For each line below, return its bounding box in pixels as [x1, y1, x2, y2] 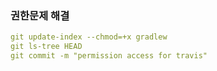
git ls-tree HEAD [10, 42, 83, 52]
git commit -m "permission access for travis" [10, 51, 208, 61]
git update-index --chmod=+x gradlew [10, 32, 168, 42]
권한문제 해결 [10, 8, 70, 22]
